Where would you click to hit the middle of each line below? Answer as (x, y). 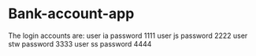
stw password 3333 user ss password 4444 (80, 43)
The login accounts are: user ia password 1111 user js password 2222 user (128, 35)
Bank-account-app (71, 14)
